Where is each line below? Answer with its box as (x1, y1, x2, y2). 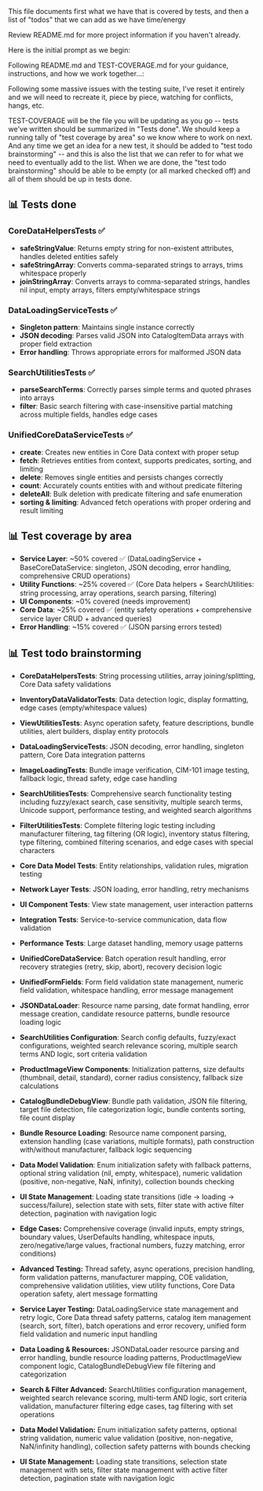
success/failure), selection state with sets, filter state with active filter (19, 1201, 245, 1210)
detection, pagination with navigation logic (19, 1208, 157, 1219)
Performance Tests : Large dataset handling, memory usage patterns (19, 939, 243, 948)
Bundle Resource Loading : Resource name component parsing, (19, 1128, 227, 1138)
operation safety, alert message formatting (19, 1289, 159, 1299)
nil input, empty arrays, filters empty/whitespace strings (19, 285, 201, 294)
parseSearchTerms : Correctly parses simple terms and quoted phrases (19, 385, 252, 395)
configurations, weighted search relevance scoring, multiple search (19, 1041, 238, 1051)
